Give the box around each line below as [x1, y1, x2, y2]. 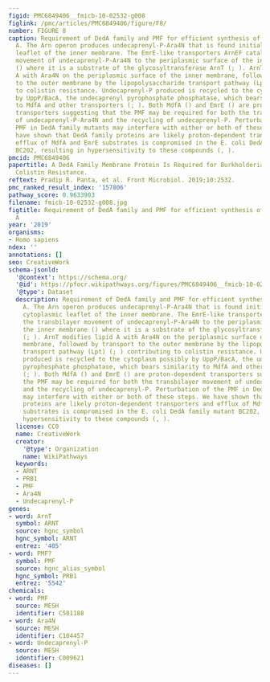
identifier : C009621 [15, 654, 84, 663]
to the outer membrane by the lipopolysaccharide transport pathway [15, 79, 250, 87]
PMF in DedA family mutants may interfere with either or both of [15, 124, 243, 132]
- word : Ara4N [8, 616, 56, 625]
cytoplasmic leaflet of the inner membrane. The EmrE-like [22, 310, 225, 318]
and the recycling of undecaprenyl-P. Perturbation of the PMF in [22, 385, 250, 394]
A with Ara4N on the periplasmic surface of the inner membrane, [15, 71, 239, 80]
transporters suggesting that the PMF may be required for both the [15, 109, 250, 117]
